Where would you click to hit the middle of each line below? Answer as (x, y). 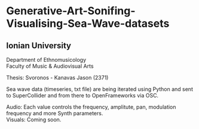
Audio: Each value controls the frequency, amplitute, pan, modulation (91, 107)
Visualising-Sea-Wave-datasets (88, 23)
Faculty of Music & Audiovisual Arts (50, 66)
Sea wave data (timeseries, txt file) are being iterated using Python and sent (99, 89)
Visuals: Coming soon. (34, 119)
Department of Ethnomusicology (46, 60)
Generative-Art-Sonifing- (71, 11)
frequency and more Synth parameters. (55, 113)
